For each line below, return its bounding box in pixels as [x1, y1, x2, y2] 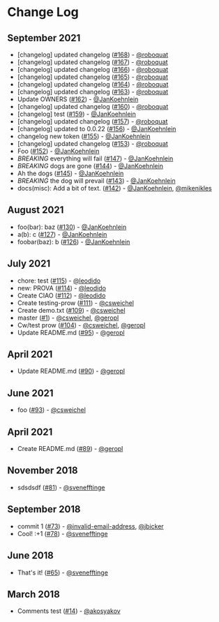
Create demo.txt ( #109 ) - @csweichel [17, 306, 126, 314]
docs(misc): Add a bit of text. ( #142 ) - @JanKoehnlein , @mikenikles [17, 184, 213, 192]
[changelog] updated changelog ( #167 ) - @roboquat [17, 58, 169, 66]
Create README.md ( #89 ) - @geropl [17, 445, 123, 453]
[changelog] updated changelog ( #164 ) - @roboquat [17, 80, 169, 88]
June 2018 [7, 549, 54, 562]
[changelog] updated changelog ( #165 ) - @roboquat [17, 73, 169, 81]
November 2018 [7, 465, 78, 477]
